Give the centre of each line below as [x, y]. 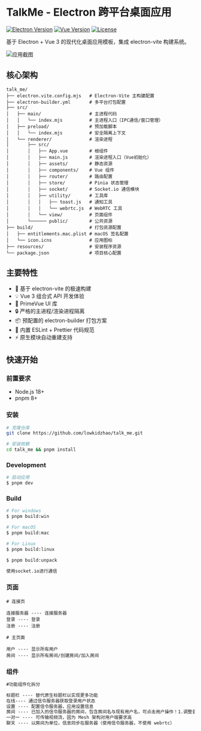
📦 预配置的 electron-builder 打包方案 [61, 320]
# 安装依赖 [18, 444]
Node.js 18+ [30, 392]
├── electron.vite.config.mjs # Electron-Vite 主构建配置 [80, 96]
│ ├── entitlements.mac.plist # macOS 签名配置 [67, 234]
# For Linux [21, 544]
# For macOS [21, 528]
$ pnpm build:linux [31, 549]
